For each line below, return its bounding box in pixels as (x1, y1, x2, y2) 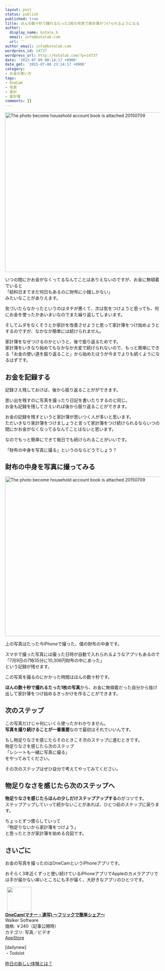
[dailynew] (5, 944, 27, 950)
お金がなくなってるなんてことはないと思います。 (18, 426, 116, 432)
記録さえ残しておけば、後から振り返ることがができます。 (5, 387, 121, 393)
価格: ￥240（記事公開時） (5, 923, 59, 929)
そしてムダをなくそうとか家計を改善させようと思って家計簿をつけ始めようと (5, 322, 160, 328)
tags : (5, 76, 16, 81)
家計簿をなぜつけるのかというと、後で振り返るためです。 (5, 339, 121, 344)
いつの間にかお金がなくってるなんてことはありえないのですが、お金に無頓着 (5, 277, 160, 283)
